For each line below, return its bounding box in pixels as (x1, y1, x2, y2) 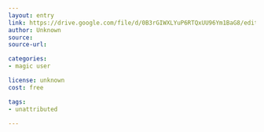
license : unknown (8, 76, 65, 84)
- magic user (8, 62, 51, 71)
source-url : (8, 41, 47, 49)
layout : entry (8, 11, 55, 20)
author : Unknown (8, 26, 61, 34)
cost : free (8, 83, 44, 91)
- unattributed (8, 105, 58, 113)
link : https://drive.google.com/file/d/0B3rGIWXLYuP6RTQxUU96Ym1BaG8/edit (8, 19, 258, 27)
